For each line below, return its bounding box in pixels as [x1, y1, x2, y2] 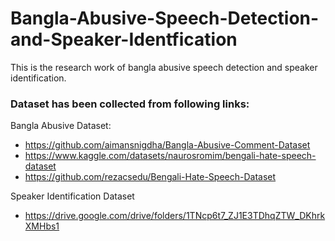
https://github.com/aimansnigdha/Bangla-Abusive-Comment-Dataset [24, 139, 311, 151]
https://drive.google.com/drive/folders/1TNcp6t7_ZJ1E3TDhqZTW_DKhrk [24, 210, 326, 222]
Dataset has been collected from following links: [10, 97, 250, 111]
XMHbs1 [24, 220, 60, 232]
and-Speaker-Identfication [10, 28, 238, 51]
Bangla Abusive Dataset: [10, 120, 112, 132]
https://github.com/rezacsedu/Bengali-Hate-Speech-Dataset [24, 171, 277, 183]
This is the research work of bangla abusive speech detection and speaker [10, 61, 318, 73]
